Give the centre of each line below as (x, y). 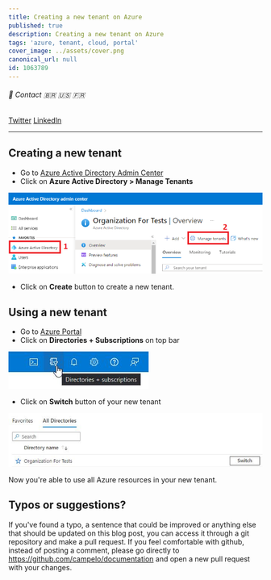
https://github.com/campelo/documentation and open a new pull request (129, 559)
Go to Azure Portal (51, 332)
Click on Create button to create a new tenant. (97, 287)
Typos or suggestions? (67, 505)
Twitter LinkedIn (35, 120)
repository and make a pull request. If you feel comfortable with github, (126, 541)
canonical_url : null (43, 60)
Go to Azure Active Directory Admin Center (92, 173)
